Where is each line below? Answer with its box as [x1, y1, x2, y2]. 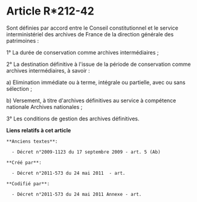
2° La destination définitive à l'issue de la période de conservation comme [6, 60, 192, 68]
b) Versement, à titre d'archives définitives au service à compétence [6, 97, 176, 104]
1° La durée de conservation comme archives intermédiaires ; [6, 48, 159, 56]
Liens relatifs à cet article [6, 126, 71, 134]
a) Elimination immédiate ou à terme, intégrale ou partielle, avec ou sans [6, 79, 186, 86]
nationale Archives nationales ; [6, 103, 83, 110]
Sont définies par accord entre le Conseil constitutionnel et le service [6, 24, 178, 31]
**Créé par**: [6, 159, 42, 166]
